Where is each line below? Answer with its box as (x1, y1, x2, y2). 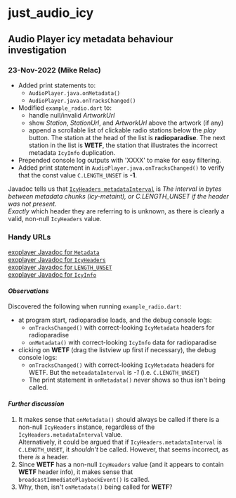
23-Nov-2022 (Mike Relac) (8, 65, 101, 75)
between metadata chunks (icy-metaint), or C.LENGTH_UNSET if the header (8, 192, 229, 200)
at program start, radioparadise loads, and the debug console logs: (18, 316, 212, 325)
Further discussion (8, 399, 65, 408)
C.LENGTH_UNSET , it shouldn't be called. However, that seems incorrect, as (18, 445, 229, 454)
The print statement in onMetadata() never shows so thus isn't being (28, 375, 225, 385)
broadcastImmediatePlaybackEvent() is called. (18, 475, 150, 483)
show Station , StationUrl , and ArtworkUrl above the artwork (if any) (28, 118, 224, 127)
